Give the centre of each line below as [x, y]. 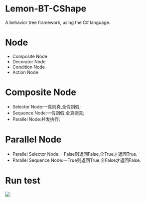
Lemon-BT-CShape [46, 9]
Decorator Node [29, 61]
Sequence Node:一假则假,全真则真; [48, 113]
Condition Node [28, 67]
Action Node [25, 72]
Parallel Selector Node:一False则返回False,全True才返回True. [75, 154]
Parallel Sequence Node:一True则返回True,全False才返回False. [76, 160]
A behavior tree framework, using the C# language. [58, 22]
